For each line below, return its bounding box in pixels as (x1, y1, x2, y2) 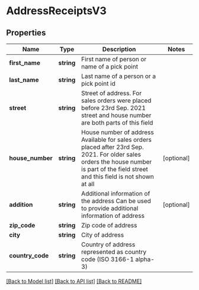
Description (102, 45, 136, 53)
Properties (6, 28, 46, 38)
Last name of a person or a (81, 72, 156, 80)
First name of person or (81, 55, 147, 63)
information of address (81, 211, 145, 220)
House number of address (81, 128, 154, 136)
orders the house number (81, 158, 152, 166)
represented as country (81, 248, 147, 256)
